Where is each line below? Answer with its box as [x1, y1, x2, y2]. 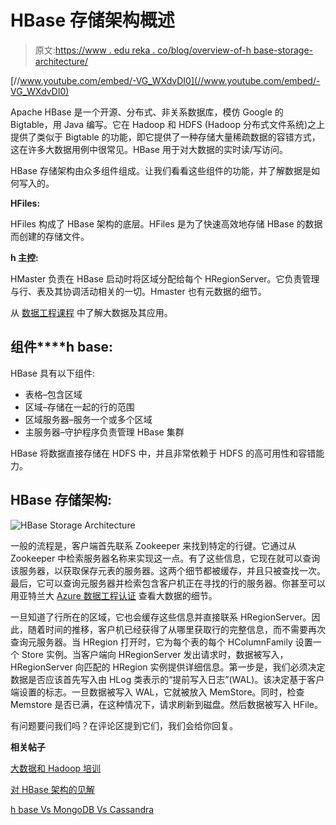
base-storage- [253, 44, 314, 56]
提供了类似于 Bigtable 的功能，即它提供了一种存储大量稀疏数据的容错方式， [10, 131, 321, 143]
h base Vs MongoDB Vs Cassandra [10, 803, 155, 815]
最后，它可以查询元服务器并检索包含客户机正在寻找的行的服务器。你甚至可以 [10, 577, 326, 589]
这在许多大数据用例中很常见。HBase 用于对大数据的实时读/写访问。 [10, 143, 288, 155]
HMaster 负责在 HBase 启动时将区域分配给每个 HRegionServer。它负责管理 [10, 272, 320, 285]
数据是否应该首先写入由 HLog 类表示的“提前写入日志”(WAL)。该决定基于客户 [10, 673, 325, 685]
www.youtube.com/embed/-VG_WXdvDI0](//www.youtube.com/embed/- [19, 74, 321, 86]
